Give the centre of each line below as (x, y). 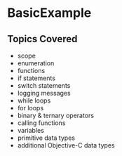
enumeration (36, 63)
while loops (34, 100)
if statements (36, 78)
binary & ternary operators (56, 115)
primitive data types (46, 138)
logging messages (44, 93)
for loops (30, 108)
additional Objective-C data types (66, 145)
